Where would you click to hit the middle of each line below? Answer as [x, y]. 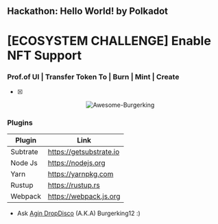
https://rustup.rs [74, 186]
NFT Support [45, 55]
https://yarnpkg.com [81, 174]
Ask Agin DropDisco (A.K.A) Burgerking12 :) [78, 213]
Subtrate [25, 152]
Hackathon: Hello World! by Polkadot [87, 11]
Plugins [20, 123]
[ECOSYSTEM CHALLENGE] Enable [109, 41]
